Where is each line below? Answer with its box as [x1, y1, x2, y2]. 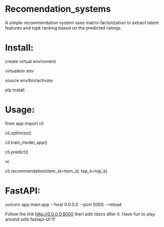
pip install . [5, 87, 27, 93]
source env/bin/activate [5, 77, 53, 83]
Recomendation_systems [5, 3, 111, 15]
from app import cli [5, 120, 44, 126]
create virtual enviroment [5, 58, 56, 64]
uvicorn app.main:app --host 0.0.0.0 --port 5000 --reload [5, 201, 122, 207]
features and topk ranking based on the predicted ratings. [5, 25, 122, 30]
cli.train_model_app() [5, 139, 48, 145]
